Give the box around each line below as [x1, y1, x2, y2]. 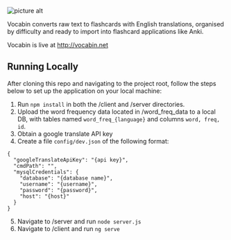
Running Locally [7, 61, 78, 73]
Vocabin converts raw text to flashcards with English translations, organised [7, 20, 224, 28]
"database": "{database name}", [19, 174, 113, 182]
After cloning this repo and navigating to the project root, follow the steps [7, 79, 216, 87]
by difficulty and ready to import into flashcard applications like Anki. [7, 28, 204, 35]
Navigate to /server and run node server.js [17, 217, 142, 225]
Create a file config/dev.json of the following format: [17, 137, 169, 145]
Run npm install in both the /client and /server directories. [17, 100, 185, 108]
